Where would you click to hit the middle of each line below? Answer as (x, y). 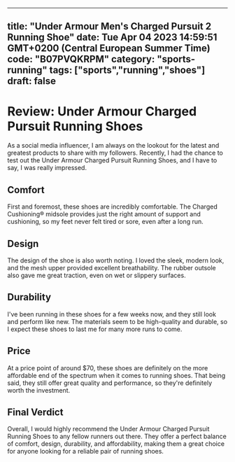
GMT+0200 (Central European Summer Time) (109, 49)
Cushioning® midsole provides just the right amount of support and (104, 214)
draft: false (31, 81)
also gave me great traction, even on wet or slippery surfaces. (97, 275)
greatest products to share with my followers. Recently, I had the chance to (115, 153)
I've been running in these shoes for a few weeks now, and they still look (112, 314)
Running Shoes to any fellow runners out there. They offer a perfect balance (117, 436)
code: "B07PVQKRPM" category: (81, 59)
